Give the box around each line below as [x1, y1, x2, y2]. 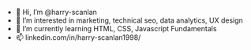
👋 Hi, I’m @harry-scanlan [15, 8, 97, 16]
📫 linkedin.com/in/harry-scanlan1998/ [15, 33, 141, 42]
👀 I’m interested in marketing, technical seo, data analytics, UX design [15, 16, 243, 25]
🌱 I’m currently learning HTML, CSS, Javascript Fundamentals [15, 24, 217, 33]
